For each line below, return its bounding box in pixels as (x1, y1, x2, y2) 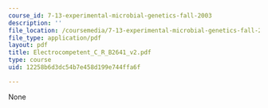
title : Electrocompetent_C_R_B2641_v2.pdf (8, 48, 152, 56)
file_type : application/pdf (8, 33, 102, 42)
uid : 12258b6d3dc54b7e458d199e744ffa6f (8, 64, 141, 71)
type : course (8, 56, 52, 64)
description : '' (8, 19, 62, 27)
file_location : (8, 26, 59, 34)
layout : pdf (8, 41, 48, 49)
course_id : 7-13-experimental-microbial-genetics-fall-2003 (8, 11, 213, 20)
